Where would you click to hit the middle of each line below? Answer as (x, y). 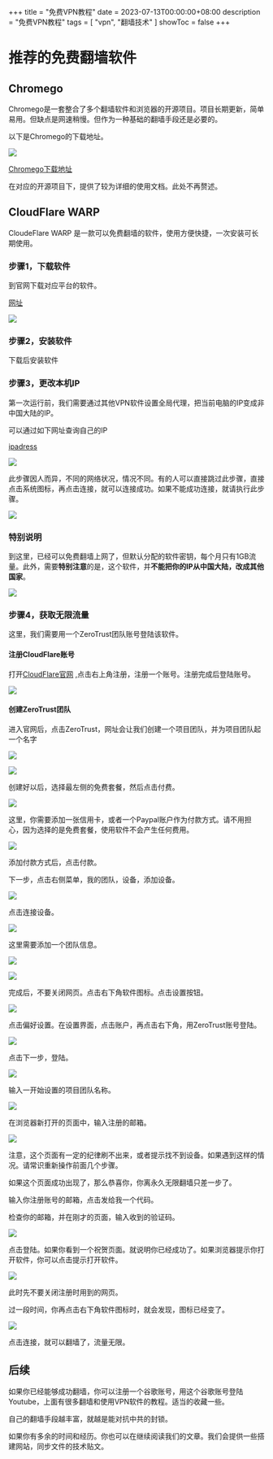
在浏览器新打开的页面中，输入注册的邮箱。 (80, 1122)
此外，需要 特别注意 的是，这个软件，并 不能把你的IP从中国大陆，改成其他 (143, 566)
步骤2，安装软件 (40, 342)
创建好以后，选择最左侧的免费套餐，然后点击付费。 (94, 786)
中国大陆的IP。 (33, 412)
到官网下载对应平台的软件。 (55, 285)
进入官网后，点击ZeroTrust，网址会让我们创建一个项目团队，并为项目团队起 (135, 729)
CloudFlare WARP (54, 213)
